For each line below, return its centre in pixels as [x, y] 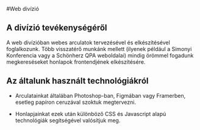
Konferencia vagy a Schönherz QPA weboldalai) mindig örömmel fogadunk [100, 55]
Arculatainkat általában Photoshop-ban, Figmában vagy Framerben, [100, 95]
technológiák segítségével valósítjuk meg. [68, 120]
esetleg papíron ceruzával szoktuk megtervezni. [75, 102]
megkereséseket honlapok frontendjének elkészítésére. [76, 62]
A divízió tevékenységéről [57, 28]
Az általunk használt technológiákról [77, 81]
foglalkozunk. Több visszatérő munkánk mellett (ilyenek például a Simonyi [99, 49]
